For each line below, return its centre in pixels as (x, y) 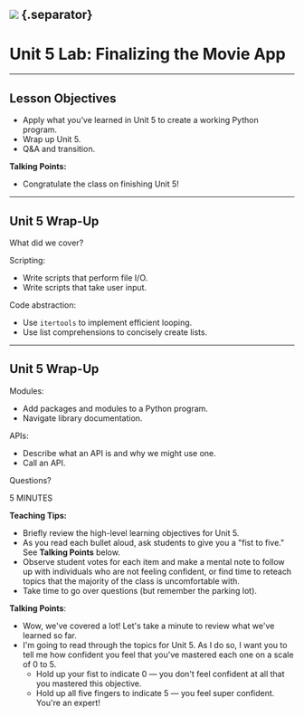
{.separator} (57, 15)
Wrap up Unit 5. (52, 139)
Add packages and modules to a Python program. (115, 408)
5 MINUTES (31, 498)
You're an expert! (68, 703)
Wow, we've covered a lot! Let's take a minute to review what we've (148, 626)
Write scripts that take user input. (85, 287)
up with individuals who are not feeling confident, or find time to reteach (157, 571)
